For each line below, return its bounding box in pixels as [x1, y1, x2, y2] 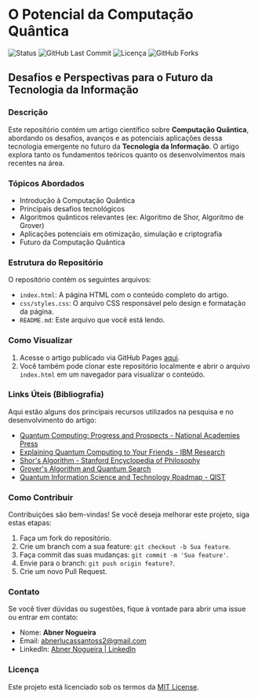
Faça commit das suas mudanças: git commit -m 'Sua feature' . [19, 550, 229, 560]
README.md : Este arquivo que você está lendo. [19, 315, 165, 325]
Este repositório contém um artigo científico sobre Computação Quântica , [8, 124, 249, 134]
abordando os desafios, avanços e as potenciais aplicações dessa [8, 133, 223, 142]
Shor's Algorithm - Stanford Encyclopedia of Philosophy [19, 455, 201, 465]
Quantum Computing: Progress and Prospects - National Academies [19, 430, 241, 440]
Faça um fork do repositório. [19, 533, 112, 543]
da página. [19, 307, 54, 316]
